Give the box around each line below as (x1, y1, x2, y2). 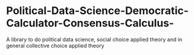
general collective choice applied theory (6, 42, 105, 49)
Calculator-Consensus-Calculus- (6, 16, 174, 30)
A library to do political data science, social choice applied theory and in (6, 36, 183, 43)
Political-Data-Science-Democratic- (6, 4, 189, 18)
